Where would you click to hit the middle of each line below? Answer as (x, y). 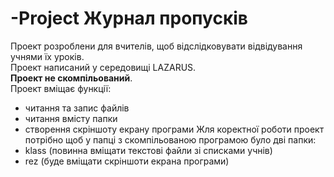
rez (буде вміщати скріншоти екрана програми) (127, 161)
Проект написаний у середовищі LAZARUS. (103, 67)
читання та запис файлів (77, 108)
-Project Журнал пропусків (129, 18)
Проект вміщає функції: (61, 88)
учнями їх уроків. (47, 56)
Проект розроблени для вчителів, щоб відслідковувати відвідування (156, 46)
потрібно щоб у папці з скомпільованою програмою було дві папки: (170, 139)
